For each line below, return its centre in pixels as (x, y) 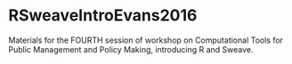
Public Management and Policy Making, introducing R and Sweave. (131, 49)
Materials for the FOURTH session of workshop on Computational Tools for (146, 40)
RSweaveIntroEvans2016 (103, 16)
